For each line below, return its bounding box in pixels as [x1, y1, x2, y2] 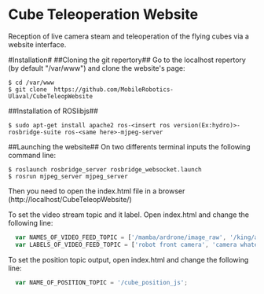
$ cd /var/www [8, 79, 55, 86]
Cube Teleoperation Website [8, 6, 199, 24]
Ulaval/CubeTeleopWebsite [8, 92, 93, 100]
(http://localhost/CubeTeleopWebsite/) [8, 194, 132, 204]
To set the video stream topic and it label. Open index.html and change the [8, 210, 250, 219]
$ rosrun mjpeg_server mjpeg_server [8, 172, 128, 180]
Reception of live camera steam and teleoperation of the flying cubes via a [8, 31, 250, 41]
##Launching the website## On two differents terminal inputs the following [8, 141, 251, 151]
